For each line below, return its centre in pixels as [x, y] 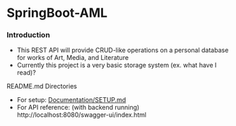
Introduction [28, 35]
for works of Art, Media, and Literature [72, 58]
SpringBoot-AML [57, 13]
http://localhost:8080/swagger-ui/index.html [81, 115]
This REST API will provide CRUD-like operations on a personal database [123, 50]
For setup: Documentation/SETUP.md [71, 100]
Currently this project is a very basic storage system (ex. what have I [117, 65]
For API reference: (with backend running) [78, 108]
